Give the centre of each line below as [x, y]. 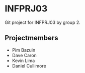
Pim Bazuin [24, 50]
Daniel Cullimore [29, 66]
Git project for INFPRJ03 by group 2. [43, 22]
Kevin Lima [23, 61]
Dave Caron [24, 55]
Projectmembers [31, 38]
